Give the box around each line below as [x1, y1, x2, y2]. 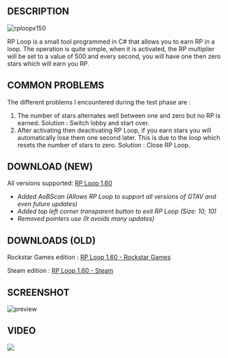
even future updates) [17, 200, 78, 208]
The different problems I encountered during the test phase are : [7, 98, 191, 106]
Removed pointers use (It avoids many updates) [17, 215, 155, 223]
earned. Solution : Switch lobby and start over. [17, 118, 150, 127]
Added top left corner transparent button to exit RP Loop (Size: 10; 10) [17, 207, 217, 215]
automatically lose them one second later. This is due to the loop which [17, 133, 220, 141]
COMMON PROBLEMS [7, 80, 105, 91]
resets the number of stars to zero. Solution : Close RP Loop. [17, 141, 191, 149]
